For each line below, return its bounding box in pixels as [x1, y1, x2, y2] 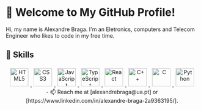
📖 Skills [5, 50, 34, 60]
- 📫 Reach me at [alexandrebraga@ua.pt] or [46, 88, 158, 95]
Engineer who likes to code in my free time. [5, 32, 115, 39]
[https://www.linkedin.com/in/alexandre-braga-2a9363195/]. [26, 97, 178, 104]
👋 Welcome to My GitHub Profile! [5, 5, 175, 19]
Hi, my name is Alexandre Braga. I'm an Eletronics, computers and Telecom [5, 26, 195, 33]
